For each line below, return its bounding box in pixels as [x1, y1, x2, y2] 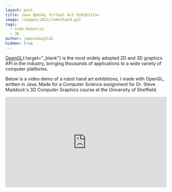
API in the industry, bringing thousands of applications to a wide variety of [5, 60, 162, 67]
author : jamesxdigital [5, 36, 54, 41]
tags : [5, 22, 17, 27]
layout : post [5, 7, 33, 13]
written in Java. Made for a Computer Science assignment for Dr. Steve [5, 81, 156, 87]
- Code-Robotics [10, 27, 45, 32]
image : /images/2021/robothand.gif [5, 17, 81, 22]
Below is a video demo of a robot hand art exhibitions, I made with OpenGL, [5, 75, 165, 82]
